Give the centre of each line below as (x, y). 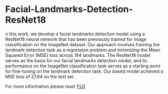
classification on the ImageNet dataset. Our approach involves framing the (82, 44)
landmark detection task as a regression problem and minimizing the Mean (83, 50)
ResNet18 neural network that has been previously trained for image (76, 39)
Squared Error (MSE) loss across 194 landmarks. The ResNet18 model (78, 55)
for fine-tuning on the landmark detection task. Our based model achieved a (84, 71)
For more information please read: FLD (45, 86)
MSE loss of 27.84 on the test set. (40, 76)
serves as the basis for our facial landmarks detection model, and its (76, 60)
